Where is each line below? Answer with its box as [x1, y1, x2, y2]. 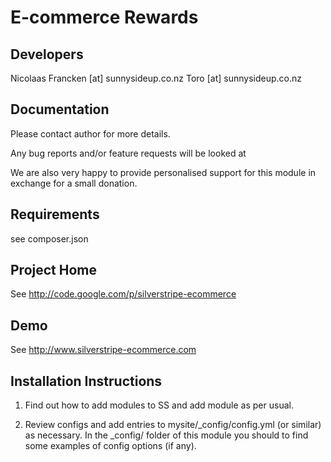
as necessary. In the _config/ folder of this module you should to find [24, 429, 309, 441]
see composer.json [10, 232, 89, 245]
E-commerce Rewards [10, 6, 199, 29]
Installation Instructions [10, 372, 163, 390]
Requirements [10, 206, 100, 223]
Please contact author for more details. [10, 127, 171, 140]
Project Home [10, 262, 97, 279]
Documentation [10, 101, 110, 118]
